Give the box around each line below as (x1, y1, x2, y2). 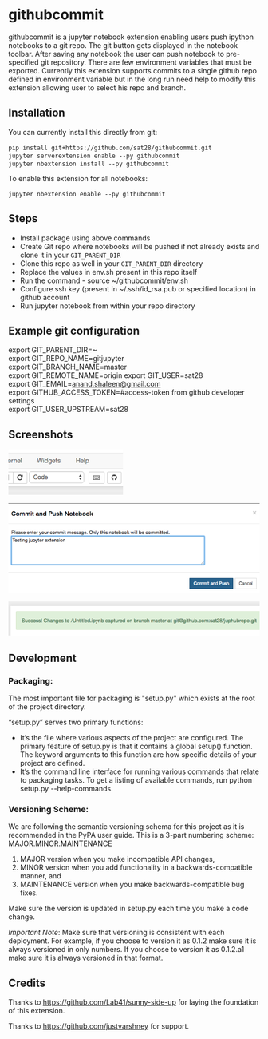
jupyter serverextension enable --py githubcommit (8, 152, 180, 160)
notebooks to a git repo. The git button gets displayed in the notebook (8, 40, 238, 50)
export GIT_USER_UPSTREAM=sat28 (8, 405, 129, 414)
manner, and (19, 871, 61, 881)
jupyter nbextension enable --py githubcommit (8, 190, 166, 198)
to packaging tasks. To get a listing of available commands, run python (19, 775, 253, 785)
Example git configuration (8, 323, 140, 337)
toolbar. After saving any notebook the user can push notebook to (8, 49, 225, 58)
